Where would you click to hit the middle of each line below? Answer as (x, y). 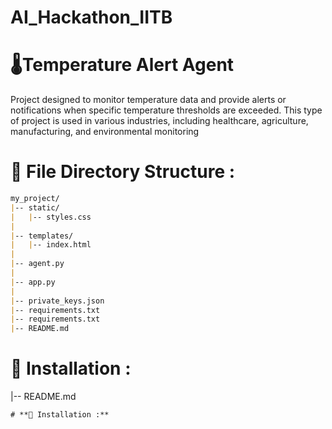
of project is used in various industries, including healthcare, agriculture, (159, 121)
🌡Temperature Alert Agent (122, 65)
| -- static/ (35, 207)
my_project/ (35, 199)
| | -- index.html (51, 245)
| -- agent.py (37, 264)
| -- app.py (33, 282)
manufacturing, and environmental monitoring (105, 132)
